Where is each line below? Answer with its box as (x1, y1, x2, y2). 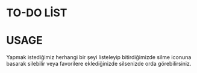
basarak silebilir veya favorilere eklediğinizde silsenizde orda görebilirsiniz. (6, 60, 192, 68)
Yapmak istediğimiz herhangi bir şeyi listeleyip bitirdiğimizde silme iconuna (6, 54, 192, 61)
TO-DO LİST (6, 6, 67, 20)
